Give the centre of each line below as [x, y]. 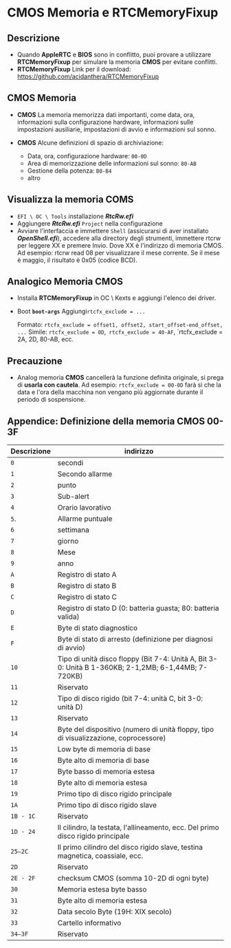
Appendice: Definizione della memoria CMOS [106, 421]
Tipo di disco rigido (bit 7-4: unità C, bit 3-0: [130, 698]
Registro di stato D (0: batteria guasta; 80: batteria [138, 608]
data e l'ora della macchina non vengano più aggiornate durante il [110, 392]
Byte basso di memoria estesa [106, 772]
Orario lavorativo [84, 508]
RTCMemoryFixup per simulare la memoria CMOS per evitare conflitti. [117, 62]
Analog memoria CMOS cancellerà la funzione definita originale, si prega [120, 378]
